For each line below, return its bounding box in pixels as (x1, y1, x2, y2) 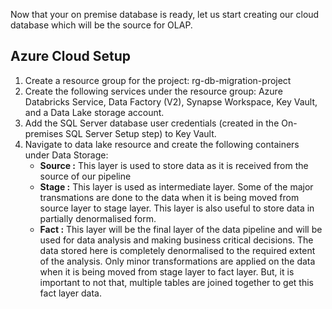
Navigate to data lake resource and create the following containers (24, 138, 300, 150)
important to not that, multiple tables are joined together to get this (39, 276, 314, 288)
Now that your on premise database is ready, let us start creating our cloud (10, 9, 320, 20)
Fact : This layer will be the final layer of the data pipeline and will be (39, 223, 323, 235)
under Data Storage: (24, 149, 109, 161)
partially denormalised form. (39, 212, 157, 224)
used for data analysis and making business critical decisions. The (39, 234, 314, 246)
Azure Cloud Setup (10, 48, 131, 65)
